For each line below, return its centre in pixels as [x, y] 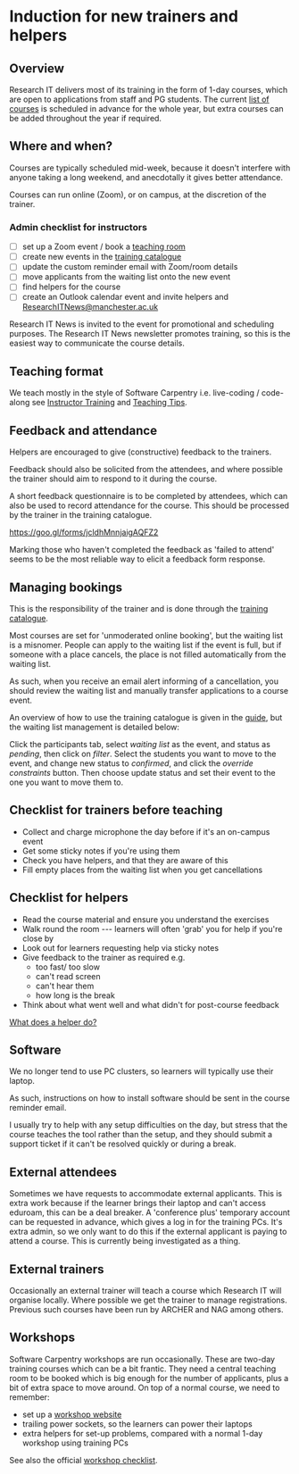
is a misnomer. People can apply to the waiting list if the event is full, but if [145, 645]
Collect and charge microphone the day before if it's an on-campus [146, 831]
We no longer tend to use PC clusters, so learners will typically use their [141, 1071]
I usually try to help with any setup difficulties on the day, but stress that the [149, 1125]
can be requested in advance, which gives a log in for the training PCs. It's [146, 1222]
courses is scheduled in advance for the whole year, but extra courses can [146, 108]
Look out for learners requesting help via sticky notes [120, 947]
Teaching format [57, 371]
